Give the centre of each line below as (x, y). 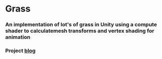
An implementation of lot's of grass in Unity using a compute (81, 25)
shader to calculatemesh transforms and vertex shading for (80, 31)
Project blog (20, 51)
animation (18, 37)
